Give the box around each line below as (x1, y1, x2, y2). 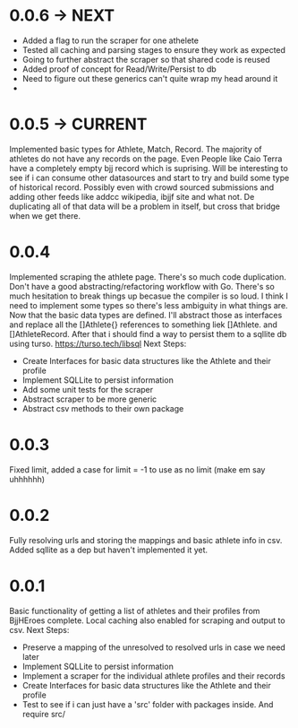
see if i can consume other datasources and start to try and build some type (9, 172, 290, 183)
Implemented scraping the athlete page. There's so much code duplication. (9, 271, 286, 282)
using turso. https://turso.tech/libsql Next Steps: (9, 338, 187, 349)
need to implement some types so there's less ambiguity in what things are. (9, 299, 288, 310)
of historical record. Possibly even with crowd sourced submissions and (9, 181, 275, 193)
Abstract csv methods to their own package (21, 403, 184, 413)
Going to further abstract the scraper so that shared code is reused (21, 54, 270, 65)
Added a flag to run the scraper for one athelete (21, 35, 200, 46)
